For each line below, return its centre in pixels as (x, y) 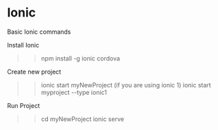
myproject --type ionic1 (74, 92)
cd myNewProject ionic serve (83, 119)
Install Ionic (23, 45)
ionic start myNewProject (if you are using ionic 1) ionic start (126, 85)
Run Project (24, 105)
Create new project (34, 72)
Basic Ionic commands (39, 32)
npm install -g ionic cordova (81, 58)
